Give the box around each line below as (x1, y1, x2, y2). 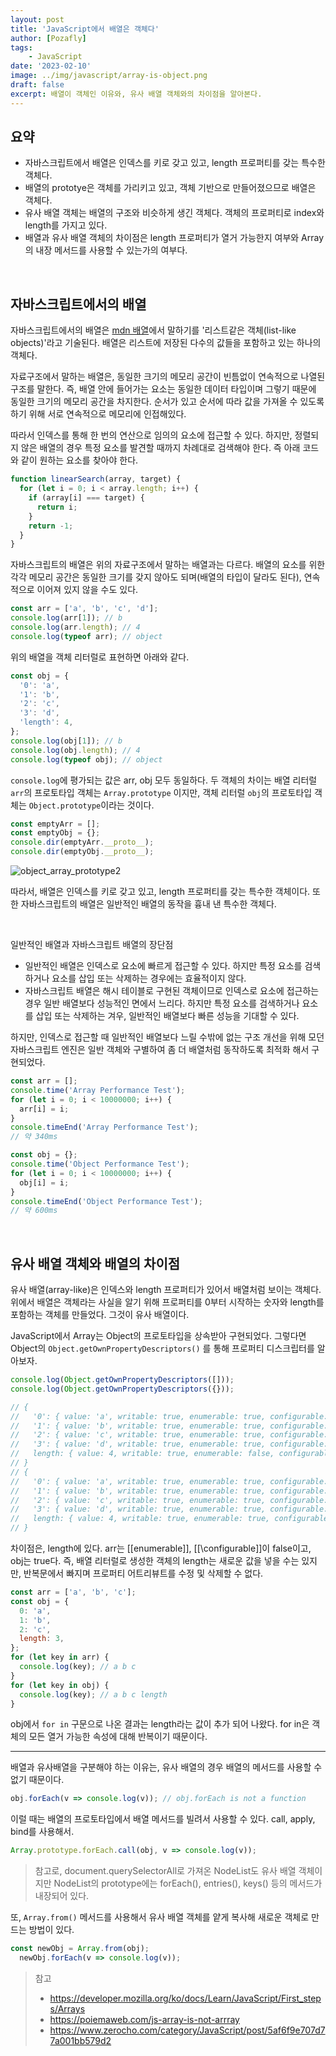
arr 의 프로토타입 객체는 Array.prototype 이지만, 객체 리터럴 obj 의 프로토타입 (10, 786, 313, 798)
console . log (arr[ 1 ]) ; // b (10, 613, 123, 623)
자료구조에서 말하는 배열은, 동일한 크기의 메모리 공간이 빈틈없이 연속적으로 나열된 (10, 371, 326, 383)
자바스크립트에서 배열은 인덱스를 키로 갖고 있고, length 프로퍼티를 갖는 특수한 (24, 157, 326, 169)
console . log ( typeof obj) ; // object (10, 754, 163, 765)
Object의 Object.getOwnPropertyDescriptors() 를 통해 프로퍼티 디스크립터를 (10, 1342, 315, 1355)
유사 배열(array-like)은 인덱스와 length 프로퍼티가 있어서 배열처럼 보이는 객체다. (10, 1284, 322, 1296)
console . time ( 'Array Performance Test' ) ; (10, 1085, 186, 1095)
